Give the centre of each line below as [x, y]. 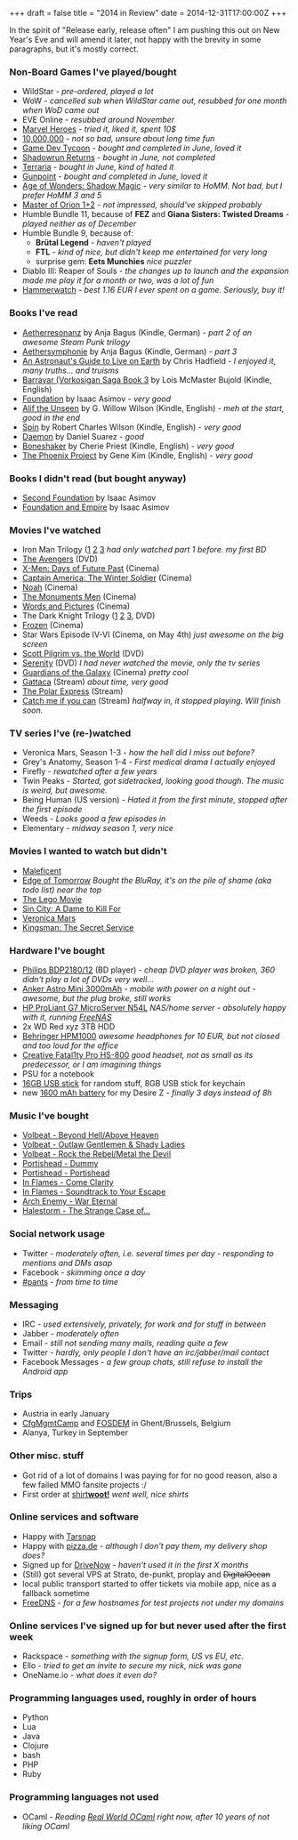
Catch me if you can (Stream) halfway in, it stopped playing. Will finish [151, 701]
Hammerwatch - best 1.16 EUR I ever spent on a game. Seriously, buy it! [153, 290]
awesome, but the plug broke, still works [97, 998]
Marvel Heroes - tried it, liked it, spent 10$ [99, 129]
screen [35, 644]
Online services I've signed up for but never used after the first [148, 1626]
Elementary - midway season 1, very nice [97, 828]
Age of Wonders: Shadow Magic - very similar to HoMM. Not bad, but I [152, 186]
